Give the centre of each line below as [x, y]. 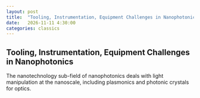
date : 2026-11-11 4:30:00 [41, 23]
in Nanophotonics [40, 61]
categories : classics [33, 28]
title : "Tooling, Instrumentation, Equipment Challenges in [84, 17]
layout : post [22, 12]
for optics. [19, 88]
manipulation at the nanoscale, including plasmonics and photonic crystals [98, 82]
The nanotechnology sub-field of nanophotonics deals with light [85, 76]
